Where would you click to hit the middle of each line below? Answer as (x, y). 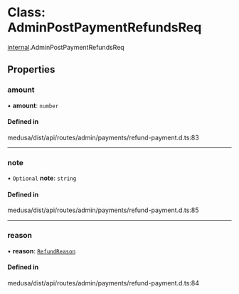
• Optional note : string (42, 178)
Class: (27, 12)
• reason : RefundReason (42, 251)
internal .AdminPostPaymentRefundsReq (66, 47)
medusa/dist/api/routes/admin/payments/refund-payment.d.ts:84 (103, 283)
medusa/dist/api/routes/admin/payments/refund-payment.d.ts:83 (103, 137)
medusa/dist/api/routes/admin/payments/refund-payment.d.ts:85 (103, 210)
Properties (31, 69)
